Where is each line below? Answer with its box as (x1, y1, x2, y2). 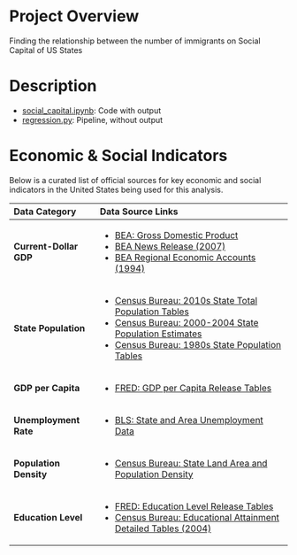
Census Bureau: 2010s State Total (114, 294, 258, 306)
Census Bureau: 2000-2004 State (114, 316, 259, 328)
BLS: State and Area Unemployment (114, 413, 263, 426)
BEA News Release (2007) (114, 240, 226, 252)
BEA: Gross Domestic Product (114, 228, 239, 241)
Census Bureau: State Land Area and (114, 457, 268, 469)
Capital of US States (9, 44, 83, 55)
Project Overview (9, 6, 140, 27)
